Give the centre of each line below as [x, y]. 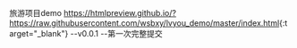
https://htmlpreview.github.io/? [120, 13]
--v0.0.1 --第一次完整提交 [116, 33]
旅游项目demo [36, 13]
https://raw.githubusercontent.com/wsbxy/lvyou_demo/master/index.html [144, 23]
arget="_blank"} [39, 33]
